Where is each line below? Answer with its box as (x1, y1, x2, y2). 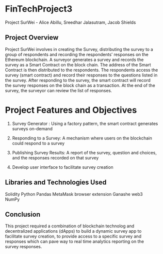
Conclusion (5, 210, 41, 219)
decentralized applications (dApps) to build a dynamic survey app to (5, 228, 142, 234)
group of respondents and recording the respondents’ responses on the (5, 51, 149, 57)
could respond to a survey (12, 140, 65, 146)
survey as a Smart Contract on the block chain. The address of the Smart (5, 62, 151, 67)
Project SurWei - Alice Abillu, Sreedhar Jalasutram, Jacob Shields (5, 19, 136, 25)
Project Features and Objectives (5, 104, 137, 115)
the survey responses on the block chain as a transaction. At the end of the (5, 82, 155, 88)
